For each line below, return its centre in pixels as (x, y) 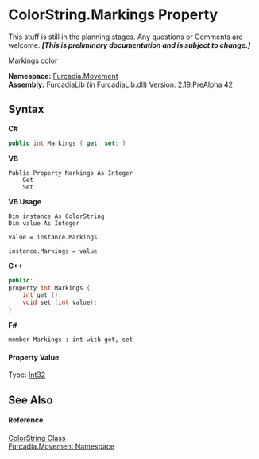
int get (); (42, 295)
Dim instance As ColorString (56, 216)
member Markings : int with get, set (71, 340)
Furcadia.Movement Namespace (62, 446)
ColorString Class (37, 438)
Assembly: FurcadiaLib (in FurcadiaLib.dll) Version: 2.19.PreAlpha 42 (120, 84)
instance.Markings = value (53, 251)
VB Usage (25, 201)
